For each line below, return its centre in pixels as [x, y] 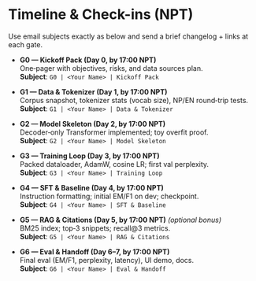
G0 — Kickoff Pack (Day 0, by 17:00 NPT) [88, 60]
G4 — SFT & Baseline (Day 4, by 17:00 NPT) [91, 187]
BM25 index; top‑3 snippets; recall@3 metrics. [95, 228]
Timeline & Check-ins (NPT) [101, 15]
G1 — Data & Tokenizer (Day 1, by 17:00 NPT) [93, 91]
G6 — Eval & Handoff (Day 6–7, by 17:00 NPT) [95, 251]
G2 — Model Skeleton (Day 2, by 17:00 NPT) [93, 124]
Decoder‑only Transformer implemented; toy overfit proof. [114, 132]
